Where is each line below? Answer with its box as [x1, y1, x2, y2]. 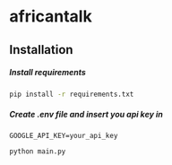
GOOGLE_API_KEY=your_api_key [9, 132, 118, 141]
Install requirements [9, 67, 87, 78]
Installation [9, 42, 73, 57]
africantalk [9, 6, 92, 27]
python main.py [9, 147, 66, 156]
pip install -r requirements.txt [9, 90, 134, 99]
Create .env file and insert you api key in [9, 109, 163, 120]
